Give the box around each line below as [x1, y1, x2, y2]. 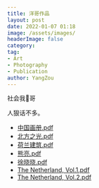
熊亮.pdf [17, 149, 42, 158]
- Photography [7, 62, 48, 68]
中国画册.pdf [17, 124, 54, 132]
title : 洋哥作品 [7, 10, 50, 17]
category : [7, 42, 36, 49]
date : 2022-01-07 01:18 [7, 23, 76, 30]
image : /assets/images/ [7, 29, 76, 37]
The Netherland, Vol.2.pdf [17, 173, 92, 182]
